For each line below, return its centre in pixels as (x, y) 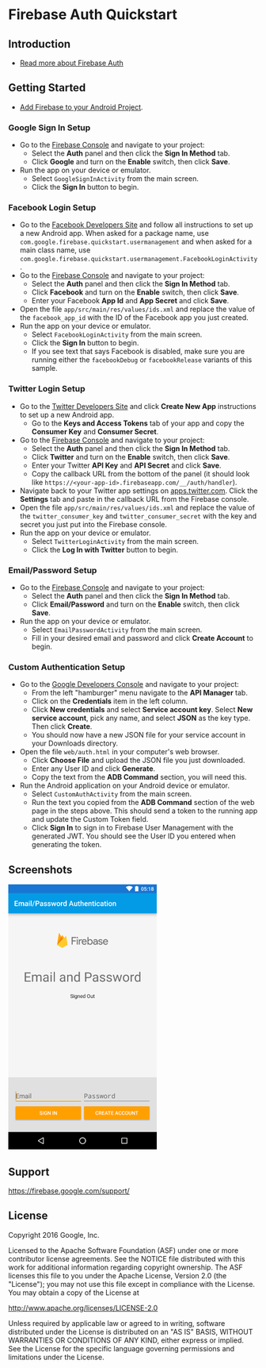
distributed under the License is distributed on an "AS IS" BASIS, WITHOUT (131, 1331)
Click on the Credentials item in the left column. (110, 701)
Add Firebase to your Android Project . (82, 107)
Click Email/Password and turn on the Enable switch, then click (135, 604)
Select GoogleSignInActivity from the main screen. (115, 179)
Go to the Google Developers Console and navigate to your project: (129, 684)
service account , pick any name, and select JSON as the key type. (141, 718)
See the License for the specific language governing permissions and (122, 1348)
